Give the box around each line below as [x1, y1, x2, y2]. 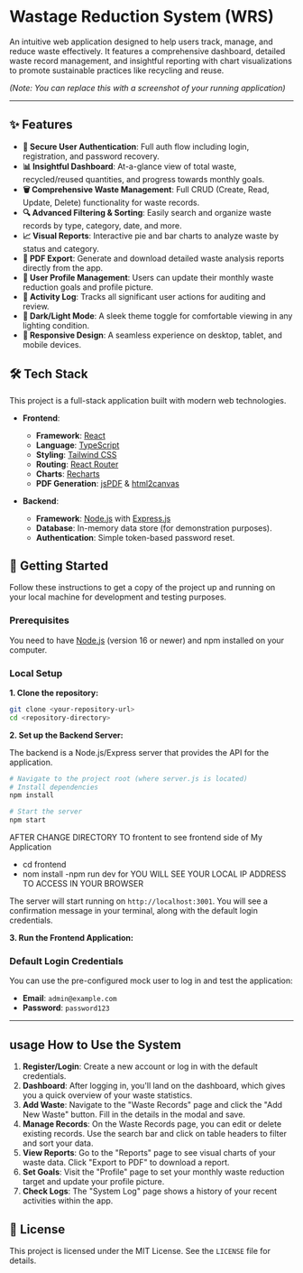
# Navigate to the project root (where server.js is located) [9, 774, 248, 783]
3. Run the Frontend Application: [9, 933, 133, 943]
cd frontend [22, 860, 67, 870]
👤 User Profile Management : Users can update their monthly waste [22, 272, 274, 283]
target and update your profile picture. [22, 1176, 165, 1187]
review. [22, 301, 50, 311]
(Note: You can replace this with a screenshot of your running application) [9, 82, 286, 93]
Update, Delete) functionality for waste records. [22, 197, 200, 208]
